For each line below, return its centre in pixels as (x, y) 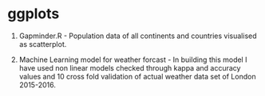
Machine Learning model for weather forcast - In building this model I (133, 60)
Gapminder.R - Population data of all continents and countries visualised (138, 36)
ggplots (34, 14)
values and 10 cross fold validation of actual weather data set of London (137, 76)
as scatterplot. (43, 44)
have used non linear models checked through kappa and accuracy (130, 67)
